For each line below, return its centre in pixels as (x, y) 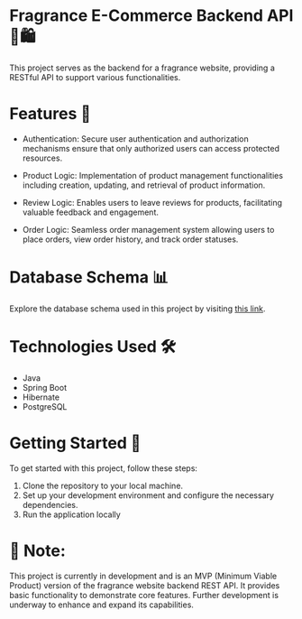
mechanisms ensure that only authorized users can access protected (151, 148)
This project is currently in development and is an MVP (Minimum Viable (143, 576)
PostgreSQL (45, 406)
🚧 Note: (37, 550)
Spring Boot (45, 387)
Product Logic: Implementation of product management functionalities (153, 175)
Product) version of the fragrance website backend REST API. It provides (145, 585)
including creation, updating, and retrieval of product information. (144, 185)
